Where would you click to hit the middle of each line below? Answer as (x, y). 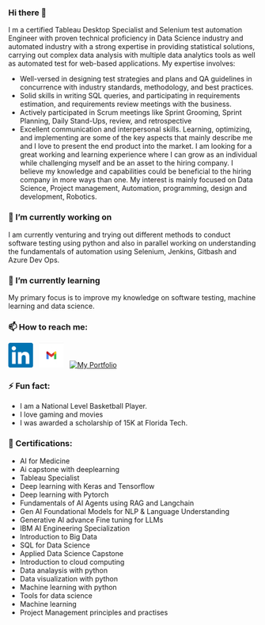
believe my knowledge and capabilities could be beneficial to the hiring (135, 171)
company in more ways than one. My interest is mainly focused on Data (136, 180)
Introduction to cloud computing (72, 562)
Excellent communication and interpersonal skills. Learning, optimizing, (135, 129)
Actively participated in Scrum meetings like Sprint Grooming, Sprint (131, 112)
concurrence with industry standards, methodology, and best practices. (136, 87)
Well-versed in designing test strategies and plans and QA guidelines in (136, 79)
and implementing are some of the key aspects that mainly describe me (136, 138)
